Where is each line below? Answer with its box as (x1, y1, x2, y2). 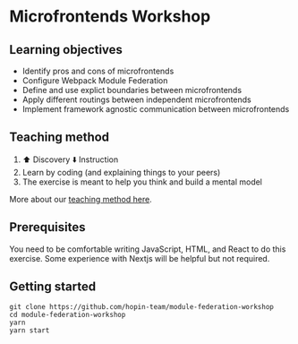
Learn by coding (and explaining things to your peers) (21, 167, 221, 177)
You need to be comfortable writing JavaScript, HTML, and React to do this (9, 244, 286, 254)
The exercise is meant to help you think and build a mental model (21, 176, 262, 187)
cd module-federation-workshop (9, 311, 126, 320)
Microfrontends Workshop (9, 6, 211, 27)
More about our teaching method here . (9, 193, 152, 204)
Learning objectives (9, 42, 123, 57)
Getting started (9, 279, 97, 295)
